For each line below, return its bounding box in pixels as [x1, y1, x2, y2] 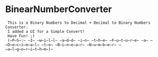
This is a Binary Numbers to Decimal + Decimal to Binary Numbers [7, 20, 151, 25]
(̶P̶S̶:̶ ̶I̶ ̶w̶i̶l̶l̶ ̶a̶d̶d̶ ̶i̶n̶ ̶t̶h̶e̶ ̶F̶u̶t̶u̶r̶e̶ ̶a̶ [7, 38, 148, 43]
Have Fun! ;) [7, 33, 35, 38]
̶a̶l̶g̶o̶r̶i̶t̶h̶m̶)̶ [5, 46, 53, 51]
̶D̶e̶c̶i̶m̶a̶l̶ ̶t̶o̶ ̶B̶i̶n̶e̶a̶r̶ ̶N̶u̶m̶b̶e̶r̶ [5, 42, 116, 47]
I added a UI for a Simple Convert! [7, 29, 85, 34]
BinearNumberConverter [5, 4, 112, 15]
